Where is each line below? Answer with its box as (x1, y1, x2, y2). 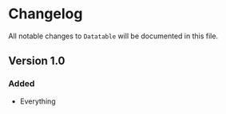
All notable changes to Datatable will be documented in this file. (8, 31, 218, 41)
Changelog (8, 5, 83, 23)
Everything (19, 96, 56, 106)
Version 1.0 (8, 54, 65, 68)
